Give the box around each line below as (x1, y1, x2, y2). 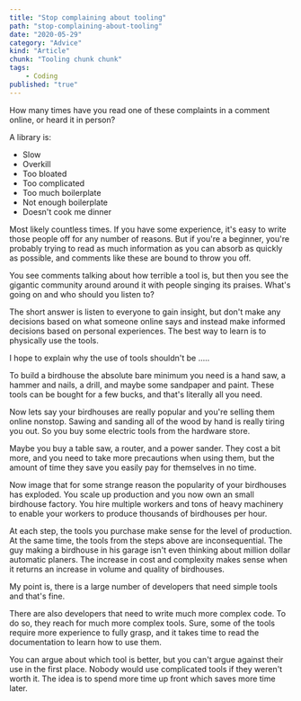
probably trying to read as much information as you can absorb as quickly (9, 243, 283, 253)
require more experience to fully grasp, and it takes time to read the (9, 626, 260, 638)
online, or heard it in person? (9, 114, 116, 125)
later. (9, 682, 29, 693)
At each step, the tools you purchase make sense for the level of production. (9, 525, 293, 536)
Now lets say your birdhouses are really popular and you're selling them (9, 406, 276, 417)
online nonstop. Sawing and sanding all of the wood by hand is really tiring (9, 415, 285, 427)
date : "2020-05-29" (9, 30, 83, 39)
